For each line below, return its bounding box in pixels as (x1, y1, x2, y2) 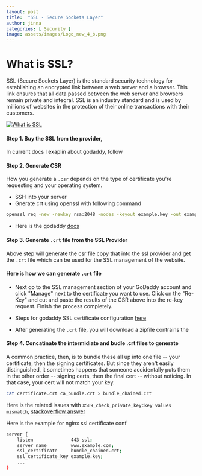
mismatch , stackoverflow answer (6, 408, 86, 415)
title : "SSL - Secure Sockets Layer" (6, 14, 103, 21)
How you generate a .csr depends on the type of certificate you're (6, 176, 172, 183)
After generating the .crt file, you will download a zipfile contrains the (14, 326, 189, 333)
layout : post (6, 8, 39, 15)
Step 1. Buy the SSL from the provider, (6, 135, 103, 142)
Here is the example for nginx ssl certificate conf (6, 419, 127, 427)
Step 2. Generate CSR (6, 162, 61, 169)
